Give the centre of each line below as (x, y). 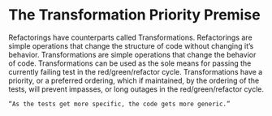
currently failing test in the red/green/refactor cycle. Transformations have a (136, 71)
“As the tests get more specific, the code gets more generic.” (119, 104)
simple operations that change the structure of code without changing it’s (131, 45)
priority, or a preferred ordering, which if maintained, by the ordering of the (134, 80)
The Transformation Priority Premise (135, 15)
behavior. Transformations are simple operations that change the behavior (132, 54)
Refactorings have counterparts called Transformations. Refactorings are (131, 37)
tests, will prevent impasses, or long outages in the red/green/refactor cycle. (136, 89)
